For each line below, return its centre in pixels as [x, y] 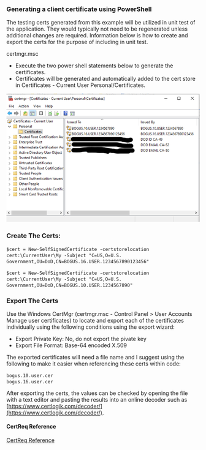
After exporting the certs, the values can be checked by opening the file [97, 393]
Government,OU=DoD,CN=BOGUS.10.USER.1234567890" [70, 285]
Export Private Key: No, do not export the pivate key [81, 339]
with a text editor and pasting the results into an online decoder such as [97, 399]
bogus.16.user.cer [30, 381]
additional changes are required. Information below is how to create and [97, 36]
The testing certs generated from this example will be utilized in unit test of [101, 23]
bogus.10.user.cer [30, 375]
